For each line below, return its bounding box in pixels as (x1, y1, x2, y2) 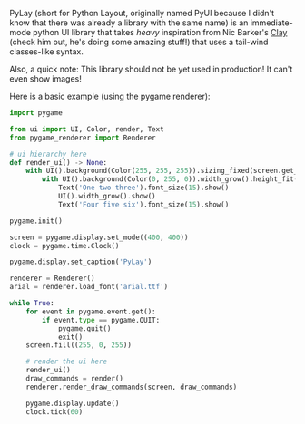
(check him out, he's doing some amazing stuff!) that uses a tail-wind (9, 36, 269, 47)
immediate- (250, 17, 293, 28)
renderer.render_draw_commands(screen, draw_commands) (25, 382, 238, 391)
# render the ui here (25, 357, 107, 366)
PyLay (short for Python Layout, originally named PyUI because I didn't (9, 8, 275, 18)
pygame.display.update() (25, 399, 120, 408)
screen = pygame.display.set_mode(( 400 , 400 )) (9, 233, 189, 242)
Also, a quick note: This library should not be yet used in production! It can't (9, 63, 293, 74)
